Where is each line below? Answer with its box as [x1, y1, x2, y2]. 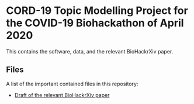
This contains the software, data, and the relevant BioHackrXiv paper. [6, 48, 174, 55]
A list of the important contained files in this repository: [6, 80, 138, 87]
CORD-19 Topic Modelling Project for [6, 4, 188, 17]
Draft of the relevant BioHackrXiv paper [14, 91, 110, 98]
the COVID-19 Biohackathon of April [6, 16, 184, 30]
